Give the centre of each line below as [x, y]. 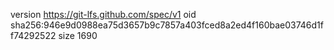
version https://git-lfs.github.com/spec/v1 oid [103, 14]
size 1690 [78, 35]
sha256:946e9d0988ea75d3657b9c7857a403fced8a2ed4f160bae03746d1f [167, 25]
